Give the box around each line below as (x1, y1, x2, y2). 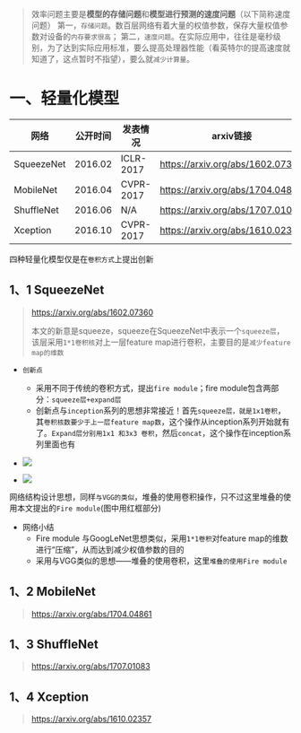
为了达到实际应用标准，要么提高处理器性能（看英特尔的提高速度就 (47, 42, 291, 53)
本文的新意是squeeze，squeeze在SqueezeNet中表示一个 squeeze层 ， (30, 325, 285, 336)
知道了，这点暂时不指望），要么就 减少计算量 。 (30, 54, 195, 64)
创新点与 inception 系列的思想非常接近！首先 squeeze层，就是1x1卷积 (35, 405, 278, 415)
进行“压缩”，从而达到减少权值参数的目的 (35, 544, 185, 554)
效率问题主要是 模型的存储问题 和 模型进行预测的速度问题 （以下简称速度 (30, 9, 291, 19)
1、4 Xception (9, 689, 90, 704)
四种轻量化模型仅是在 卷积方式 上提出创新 (9, 253, 154, 264)
